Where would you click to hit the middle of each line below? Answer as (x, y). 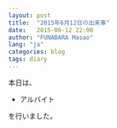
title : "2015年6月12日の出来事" (59, 23)
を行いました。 (32, 115)
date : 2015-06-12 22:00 (51, 30)
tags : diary (28, 60)
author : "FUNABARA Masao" (51, 37)
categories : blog (37, 52)
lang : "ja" (26, 45)
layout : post (30, 15)
